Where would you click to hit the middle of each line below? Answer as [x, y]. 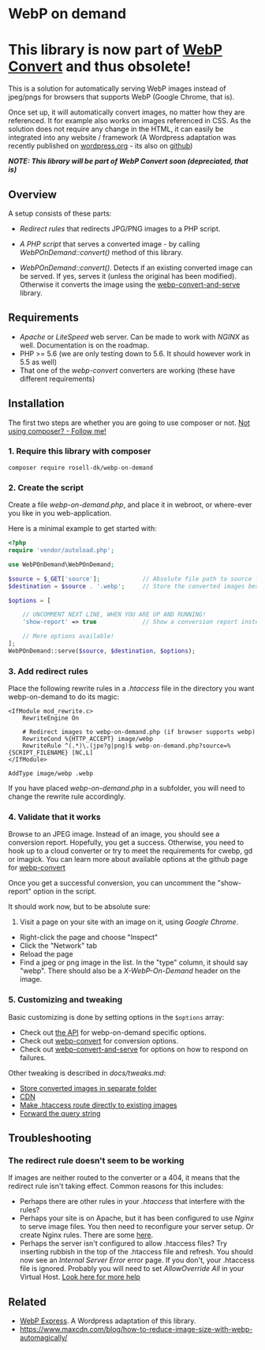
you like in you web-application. [60, 513]
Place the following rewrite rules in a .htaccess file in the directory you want [131, 689]
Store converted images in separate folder [88, 1088]
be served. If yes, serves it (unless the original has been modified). [128, 276]
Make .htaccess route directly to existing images [98, 1105]
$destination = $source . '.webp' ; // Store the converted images [127, 586]
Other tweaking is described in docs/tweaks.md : [87, 1073]
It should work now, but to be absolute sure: [80, 907]
